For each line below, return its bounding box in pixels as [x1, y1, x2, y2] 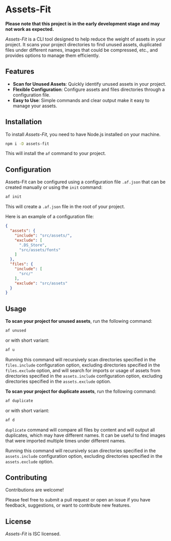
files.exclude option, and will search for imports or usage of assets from [5, 367, 161, 373]
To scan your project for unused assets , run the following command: [5, 318, 153, 324]
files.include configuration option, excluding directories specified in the [5, 362, 160, 368]
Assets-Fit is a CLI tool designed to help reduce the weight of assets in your [5, 36, 166, 42]
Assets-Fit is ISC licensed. [5, 531, 61, 537]
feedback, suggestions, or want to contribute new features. [5, 502, 131, 509]
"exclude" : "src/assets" [14, 281, 68, 286]
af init [5, 194, 22, 200]
